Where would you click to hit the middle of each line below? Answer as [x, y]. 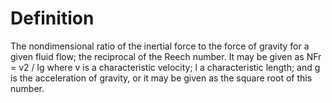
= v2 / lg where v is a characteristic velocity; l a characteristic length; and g [165, 67]
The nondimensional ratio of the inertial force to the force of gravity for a [160, 46]
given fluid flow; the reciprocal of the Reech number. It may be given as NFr [166, 56]
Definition [52, 18]
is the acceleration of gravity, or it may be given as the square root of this [161, 78]
